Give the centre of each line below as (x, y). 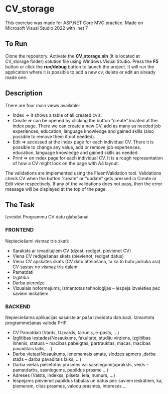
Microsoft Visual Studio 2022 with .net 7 (47, 28)
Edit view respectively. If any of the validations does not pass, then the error (84, 184)
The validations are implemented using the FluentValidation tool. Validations (83, 173)
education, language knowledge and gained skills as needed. (75, 152)
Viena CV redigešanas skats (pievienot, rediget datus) (68, 256)
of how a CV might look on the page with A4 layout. (66, 163)
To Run (16, 44)
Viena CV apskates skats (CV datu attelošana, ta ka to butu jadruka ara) (86, 261)
